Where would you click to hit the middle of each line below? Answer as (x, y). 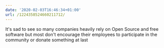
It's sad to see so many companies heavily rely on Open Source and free (82, 29)
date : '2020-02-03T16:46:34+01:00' (43, 10)
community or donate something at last (47, 40)
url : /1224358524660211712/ (35, 15)
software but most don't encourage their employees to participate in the (81, 34)
